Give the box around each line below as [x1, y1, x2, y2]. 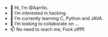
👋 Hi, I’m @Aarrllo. [10, 5, 49, 10]
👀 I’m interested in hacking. [10, 10, 67, 16]
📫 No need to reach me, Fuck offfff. [10, 26, 86, 32]
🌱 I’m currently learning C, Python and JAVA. [10, 15, 103, 21]
